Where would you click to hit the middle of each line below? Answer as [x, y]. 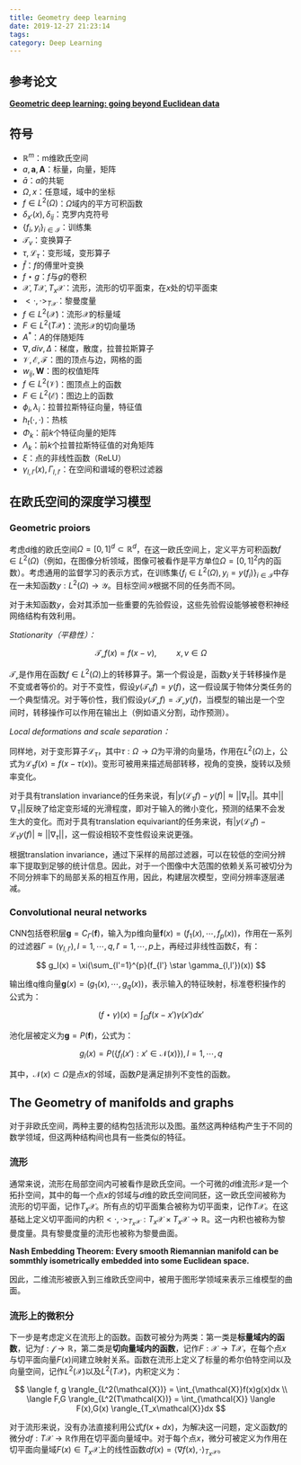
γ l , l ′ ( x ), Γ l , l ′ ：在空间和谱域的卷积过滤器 [93, 471]
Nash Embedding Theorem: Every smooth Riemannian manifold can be [144, 1251]
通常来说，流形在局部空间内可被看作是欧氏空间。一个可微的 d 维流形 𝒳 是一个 [149, 1184]
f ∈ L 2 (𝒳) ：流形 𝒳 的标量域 [71, 313]
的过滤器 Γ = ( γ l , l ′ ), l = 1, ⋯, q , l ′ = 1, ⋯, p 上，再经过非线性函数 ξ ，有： [135, 947]
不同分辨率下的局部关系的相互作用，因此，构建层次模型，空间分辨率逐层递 [147, 877]
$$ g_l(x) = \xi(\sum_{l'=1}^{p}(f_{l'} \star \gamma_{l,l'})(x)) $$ [151, 965]
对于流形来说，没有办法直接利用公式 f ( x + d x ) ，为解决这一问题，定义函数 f [145, 1426]
